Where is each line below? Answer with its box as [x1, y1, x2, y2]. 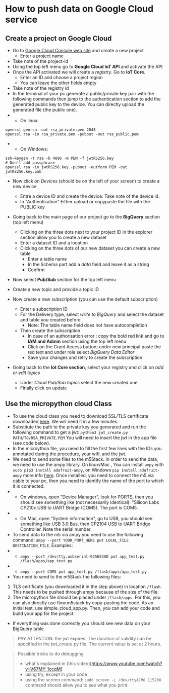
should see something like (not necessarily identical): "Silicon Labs [20, 499, 159, 505]
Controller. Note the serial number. [20, 526, 92, 532]
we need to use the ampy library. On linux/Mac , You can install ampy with [12, 461, 164, 467]
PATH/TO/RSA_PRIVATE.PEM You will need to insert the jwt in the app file [12, 434, 157, 441]
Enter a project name [20, 53, 64, 59]
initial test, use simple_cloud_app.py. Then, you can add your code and [12, 605, 160, 611]
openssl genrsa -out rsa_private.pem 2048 [5, 127, 96, 132]
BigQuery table [12, 626, 44, 632]
